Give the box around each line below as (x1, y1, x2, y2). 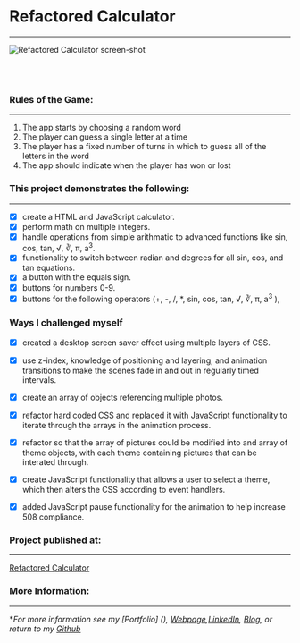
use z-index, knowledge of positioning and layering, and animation (21, 355, 268, 366)
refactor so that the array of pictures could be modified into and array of (21, 436, 288, 448)
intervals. (21, 374, 57, 385)
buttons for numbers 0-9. (21, 282, 116, 292)
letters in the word (21, 150, 89, 162)
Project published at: (9, 534, 102, 546)
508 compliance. (21, 512, 85, 522)
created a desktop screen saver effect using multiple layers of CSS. (21, 337, 271, 348)
